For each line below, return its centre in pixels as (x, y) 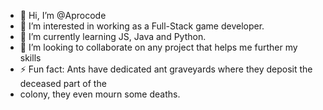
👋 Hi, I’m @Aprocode (63, 15)
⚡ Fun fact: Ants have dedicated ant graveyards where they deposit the (166, 69)
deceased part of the (63, 83)
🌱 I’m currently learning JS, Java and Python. (113, 36)
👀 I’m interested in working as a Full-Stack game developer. (142, 26)
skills (30, 58)
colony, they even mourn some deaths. (100, 94)
